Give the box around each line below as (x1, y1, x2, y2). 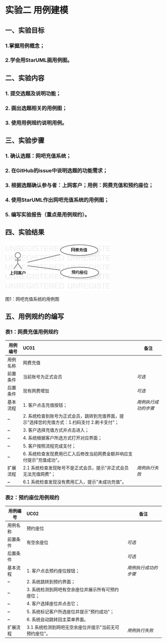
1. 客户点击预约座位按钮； (26, 568, 80, 574)
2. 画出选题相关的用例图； (5, 104, 68, 111)
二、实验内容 (5, 73, 45, 82)
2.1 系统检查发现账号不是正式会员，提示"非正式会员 (23, 465, 129, 471)
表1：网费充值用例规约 (5, 328, 59, 335)
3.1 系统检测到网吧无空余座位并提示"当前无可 (26, 625, 120, 631)
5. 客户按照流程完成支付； (23, 443, 76, 449)
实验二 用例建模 (5, 4, 69, 16)
